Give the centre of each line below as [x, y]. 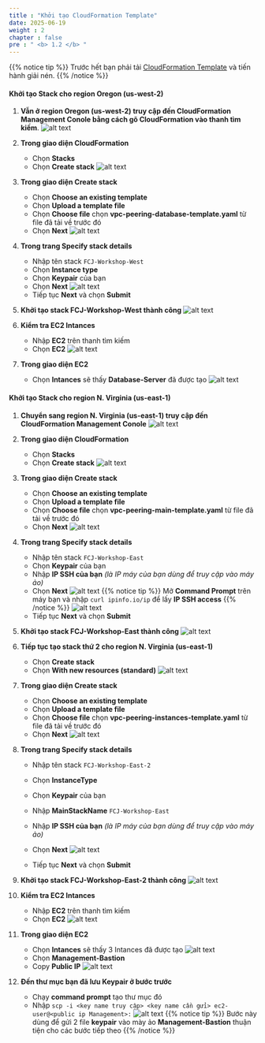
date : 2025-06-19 [37, 23]
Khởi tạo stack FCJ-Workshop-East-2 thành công [103, 880]
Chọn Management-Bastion [78, 958]
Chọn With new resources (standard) [94, 670]
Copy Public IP [56, 966]
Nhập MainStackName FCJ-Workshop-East [101, 810]
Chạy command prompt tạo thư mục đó [97, 996]
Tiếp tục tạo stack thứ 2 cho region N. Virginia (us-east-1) [117, 646]
